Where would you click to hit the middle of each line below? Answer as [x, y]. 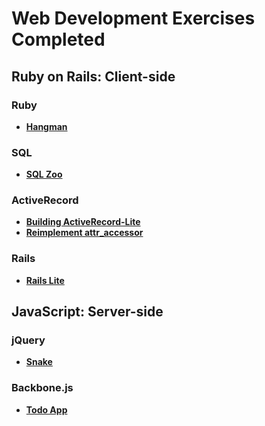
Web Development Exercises [133, 18]
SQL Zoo [44, 174]
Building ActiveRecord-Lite [83, 222]
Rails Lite [45, 280]
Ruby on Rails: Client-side [93, 76]
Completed [58, 39]
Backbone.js [42, 388]
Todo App [46, 409]
